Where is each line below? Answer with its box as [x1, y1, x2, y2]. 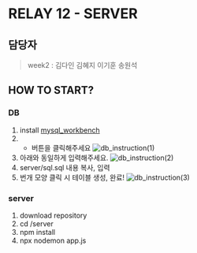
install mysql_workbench [19, 125, 100, 135]
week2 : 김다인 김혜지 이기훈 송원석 [27, 61, 138, 69]
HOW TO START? [8, 84, 95, 97]
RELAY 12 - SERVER [8, 5, 138, 23]
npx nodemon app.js [19, 236, 87, 245]
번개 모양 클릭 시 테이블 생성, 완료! [19, 173, 125, 182]
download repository [19, 210, 87, 220]
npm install [19, 227, 56, 236]
